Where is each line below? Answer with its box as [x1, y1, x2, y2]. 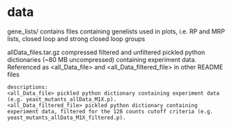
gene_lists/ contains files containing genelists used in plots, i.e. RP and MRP [7, 27, 225, 35]
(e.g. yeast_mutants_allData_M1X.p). [7, 95, 117, 103]
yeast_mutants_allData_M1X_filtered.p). [7, 114, 127, 121]
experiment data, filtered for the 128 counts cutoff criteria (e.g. [7, 108, 214, 115]
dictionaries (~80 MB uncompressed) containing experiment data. [7, 55, 197, 63]
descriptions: [7, 83, 49, 90]
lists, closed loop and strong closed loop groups [7, 34, 146, 42]
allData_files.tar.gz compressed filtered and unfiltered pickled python [7, 48, 206, 56]
